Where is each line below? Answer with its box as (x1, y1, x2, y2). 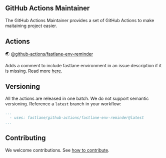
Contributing (5, 134, 46, 142)
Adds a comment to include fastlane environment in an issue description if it (5, 62, 162, 68)
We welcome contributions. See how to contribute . (5, 147, 109, 153)
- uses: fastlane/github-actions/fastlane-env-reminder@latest (9, 115, 144, 120)
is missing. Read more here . (5, 68, 62, 74)
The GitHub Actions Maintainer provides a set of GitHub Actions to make (5, 17, 154, 23)
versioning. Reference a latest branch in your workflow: (5, 101, 121, 107)
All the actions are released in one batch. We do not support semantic (5, 95, 149, 102)
